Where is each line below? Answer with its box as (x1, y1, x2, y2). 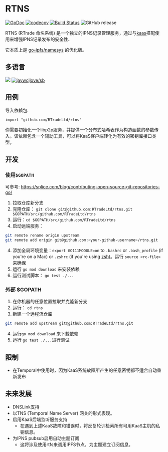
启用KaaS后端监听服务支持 (12, 416, 68, 422)
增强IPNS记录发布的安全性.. (14, 36, 71, 42)
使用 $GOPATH (5, 171, 34, 178)
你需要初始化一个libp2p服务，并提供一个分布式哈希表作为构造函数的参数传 (5, 126, 159, 133)
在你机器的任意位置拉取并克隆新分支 (12, 299, 88, 305)
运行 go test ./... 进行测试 (12, 337, 70, 343)
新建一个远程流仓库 (12, 311, 53, 317)
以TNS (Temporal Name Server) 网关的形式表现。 (12, 410, 115, 416)
